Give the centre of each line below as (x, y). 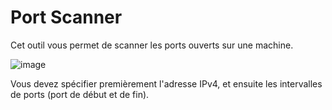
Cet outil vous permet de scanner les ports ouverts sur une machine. (152, 45)
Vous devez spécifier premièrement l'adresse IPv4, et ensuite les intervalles (166, 83)
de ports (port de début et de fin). (80, 94)
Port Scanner (66, 17)
